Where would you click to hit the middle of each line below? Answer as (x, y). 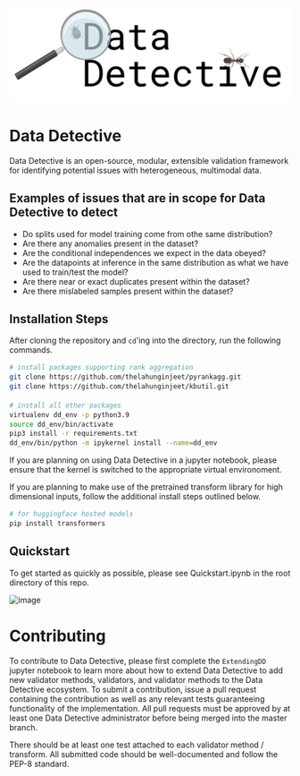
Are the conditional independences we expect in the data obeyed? (144, 252)
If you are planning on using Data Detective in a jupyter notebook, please (143, 460)
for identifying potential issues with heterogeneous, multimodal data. (135, 170)
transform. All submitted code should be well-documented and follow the (144, 754)
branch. (24, 727)
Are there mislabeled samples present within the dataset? (128, 291)
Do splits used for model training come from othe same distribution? (147, 234)
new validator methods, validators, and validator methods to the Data (136, 679)
